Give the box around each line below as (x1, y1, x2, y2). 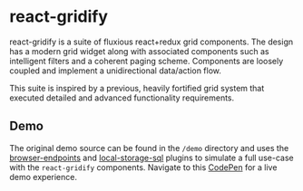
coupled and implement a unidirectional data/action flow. (9, 65, 222, 76)
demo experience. (9, 171, 77, 182)
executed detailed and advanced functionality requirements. (9, 92, 235, 103)
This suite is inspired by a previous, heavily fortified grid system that (9, 82, 265, 93)
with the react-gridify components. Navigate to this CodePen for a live (9, 161, 278, 173)
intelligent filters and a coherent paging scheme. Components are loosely (9, 55, 284, 66)
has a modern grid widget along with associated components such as (9, 45, 269, 56)
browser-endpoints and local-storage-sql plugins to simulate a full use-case (9, 152, 294, 163)
